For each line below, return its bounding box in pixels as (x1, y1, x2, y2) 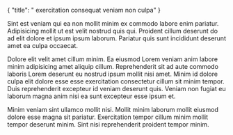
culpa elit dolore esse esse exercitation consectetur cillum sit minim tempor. (7, 77, 225, 86)
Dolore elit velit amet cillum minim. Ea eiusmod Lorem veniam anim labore (7, 55, 218, 63)
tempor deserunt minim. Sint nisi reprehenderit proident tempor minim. (7, 120, 210, 128)
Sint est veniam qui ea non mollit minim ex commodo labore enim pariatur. (7, 19, 219, 27)
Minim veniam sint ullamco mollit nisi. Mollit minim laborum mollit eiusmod (7, 106, 219, 113)
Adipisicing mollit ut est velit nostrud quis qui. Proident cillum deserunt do (7, 27, 218, 35)
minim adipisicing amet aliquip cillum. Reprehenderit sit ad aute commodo (7, 63, 219, 70)
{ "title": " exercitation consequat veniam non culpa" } (7, 6, 161, 14)
